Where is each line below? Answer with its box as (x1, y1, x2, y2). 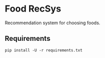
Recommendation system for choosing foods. (5, 20, 100, 26)
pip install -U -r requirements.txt (5, 47, 83, 53)
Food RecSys (5, 3, 62, 15)
